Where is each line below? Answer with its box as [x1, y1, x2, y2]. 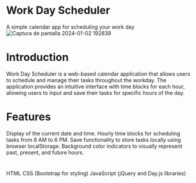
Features [6, 110, 51, 124]
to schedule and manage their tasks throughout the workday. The [6, 76, 167, 83]
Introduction [6, 51, 69, 64]
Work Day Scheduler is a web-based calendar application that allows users [6, 70, 191, 77]
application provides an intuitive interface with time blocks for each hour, [6, 83, 185, 90]
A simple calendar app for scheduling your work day [6, 23, 135, 30]
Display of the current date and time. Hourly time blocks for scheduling [6, 129, 181, 137]
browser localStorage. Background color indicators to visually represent [6, 142, 183, 150]
